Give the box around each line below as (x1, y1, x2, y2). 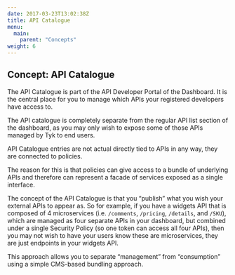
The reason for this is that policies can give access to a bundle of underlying (7, 166, 229, 174)
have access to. (7, 102, 53, 111)
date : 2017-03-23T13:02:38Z (7, 10, 90, 18)
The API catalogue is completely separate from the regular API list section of (7, 116, 229, 124)
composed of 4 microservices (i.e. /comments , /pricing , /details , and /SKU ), (7, 208, 227, 217)
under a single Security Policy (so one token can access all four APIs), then (7, 224, 224, 232)
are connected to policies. (7, 152, 83, 160)
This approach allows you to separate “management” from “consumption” (7, 252, 221, 260)
